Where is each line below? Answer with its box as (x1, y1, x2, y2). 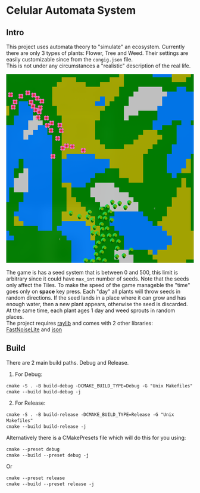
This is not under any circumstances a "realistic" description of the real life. (6, 62, 191, 69)
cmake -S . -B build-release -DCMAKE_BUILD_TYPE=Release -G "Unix (6, 411, 174, 418)
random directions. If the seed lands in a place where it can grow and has (6, 294, 186, 301)
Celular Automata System (6, 4, 136, 17)
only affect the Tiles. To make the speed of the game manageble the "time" (6, 281, 190, 288)
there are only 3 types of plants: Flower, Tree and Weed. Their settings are (6, 50, 189, 57)
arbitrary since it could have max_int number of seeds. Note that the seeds (6, 275, 189, 282)
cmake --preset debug (6, 446, 60, 452)
